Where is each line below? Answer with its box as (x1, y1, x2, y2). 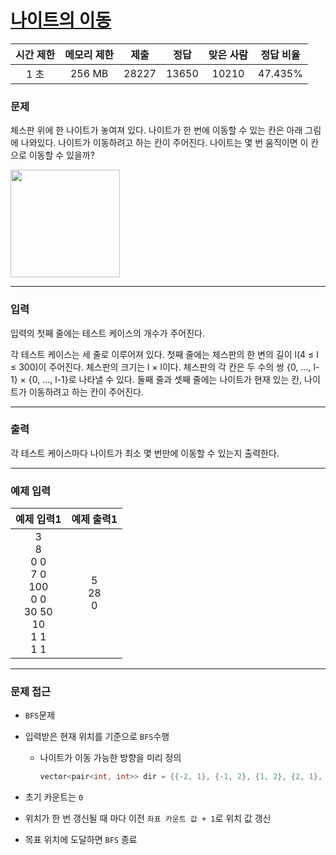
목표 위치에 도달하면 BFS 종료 (24, 834, 138, 846)
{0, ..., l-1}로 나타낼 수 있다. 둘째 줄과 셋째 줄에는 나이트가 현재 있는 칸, (28, 373, 303, 385)
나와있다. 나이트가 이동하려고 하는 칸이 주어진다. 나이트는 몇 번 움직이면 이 (20, 137, 309, 149)
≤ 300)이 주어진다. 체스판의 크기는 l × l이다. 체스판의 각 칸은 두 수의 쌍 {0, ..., (10, 361, 312, 373)
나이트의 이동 (10, 9, 112, 32)
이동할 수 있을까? (28, 149, 95, 161)
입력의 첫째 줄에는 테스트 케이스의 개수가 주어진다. (10, 327, 206, 339)
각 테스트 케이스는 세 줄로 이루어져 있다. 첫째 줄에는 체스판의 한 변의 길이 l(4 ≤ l (10, 348, 319, 360)
